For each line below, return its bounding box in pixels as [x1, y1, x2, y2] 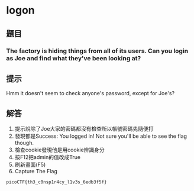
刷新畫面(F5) [14, 161, 46, 169]
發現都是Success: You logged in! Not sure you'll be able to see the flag [14, 132, 187, 140]
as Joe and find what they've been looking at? [6, 54, 141, 62]
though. [14, 140, 34, 147]
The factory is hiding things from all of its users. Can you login [6, 47, 189, 55]
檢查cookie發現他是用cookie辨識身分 [14, 146, 105, 154]
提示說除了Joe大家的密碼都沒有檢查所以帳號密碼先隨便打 [14, 125, 154, 132]
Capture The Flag [14, 168, 57, 175]
